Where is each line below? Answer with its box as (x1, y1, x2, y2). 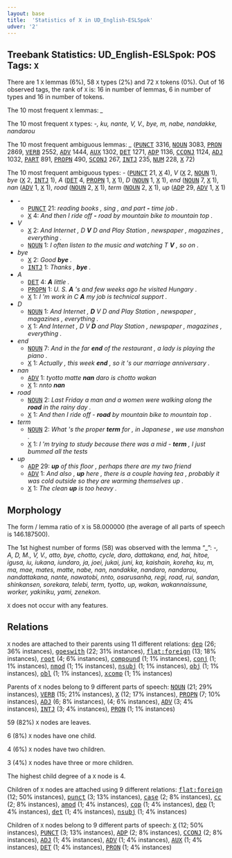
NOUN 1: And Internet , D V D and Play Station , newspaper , (27, 307, 197, 316)
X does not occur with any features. (7, 601, 109, 609)
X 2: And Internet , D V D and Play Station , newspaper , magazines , (27, 226, 224, 234)
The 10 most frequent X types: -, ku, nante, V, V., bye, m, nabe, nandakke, (7, 119, 217, 128)
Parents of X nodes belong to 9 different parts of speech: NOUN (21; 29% (7, 683, 213, 691)
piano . (27, 352, 48, 360)
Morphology (7, 504, 62, 516)
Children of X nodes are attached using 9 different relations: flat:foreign (7, 785, 223, 793)
